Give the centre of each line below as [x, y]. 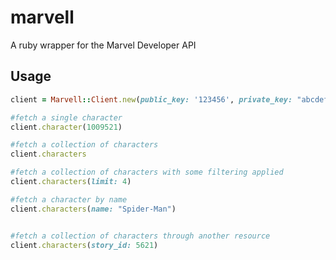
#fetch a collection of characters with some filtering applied [147, 172]
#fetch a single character [66, 117]
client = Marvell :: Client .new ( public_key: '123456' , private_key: [151, 99]
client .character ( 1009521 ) [66, 127]
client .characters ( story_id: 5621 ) [84, 245]
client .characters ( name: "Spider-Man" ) [93, 209]
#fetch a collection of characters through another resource [140, 236]
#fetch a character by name [69, 199]
